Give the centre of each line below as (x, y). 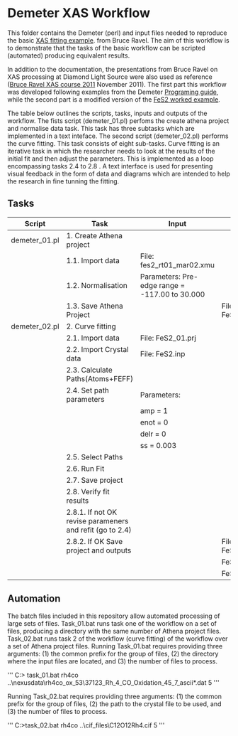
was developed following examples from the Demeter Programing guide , (113, 92)
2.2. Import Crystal (97, 349)
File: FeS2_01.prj (168, 338)
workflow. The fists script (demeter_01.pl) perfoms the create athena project (118, 121)
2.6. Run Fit (85, 469)
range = (172, 285)
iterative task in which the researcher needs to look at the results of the (111, 151)
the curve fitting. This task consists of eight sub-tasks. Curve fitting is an (114, 143)
